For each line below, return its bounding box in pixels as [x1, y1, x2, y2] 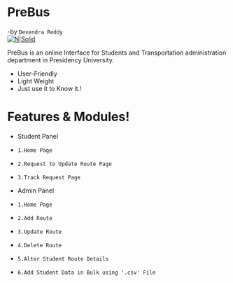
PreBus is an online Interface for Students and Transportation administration [7, 48, 227, 57]
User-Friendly [17, 69, 57, 78]
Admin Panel [17, 186, 55, 195]
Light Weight [17, 76, 55, 85]
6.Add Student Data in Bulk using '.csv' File [17, 269, 156, 276]
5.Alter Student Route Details [17, 255, 109, 263]
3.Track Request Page [17, 174, 80, 181]
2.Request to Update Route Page [17, 160, 112, 167]
